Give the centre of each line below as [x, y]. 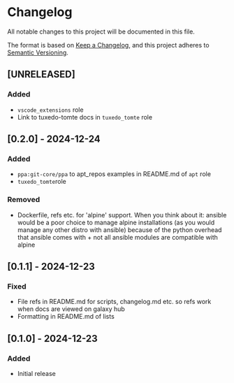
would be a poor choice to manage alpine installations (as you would [116, 222]
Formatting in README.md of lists [66, 317]
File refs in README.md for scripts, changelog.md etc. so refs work [114, 302]
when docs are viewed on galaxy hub [71, 309]
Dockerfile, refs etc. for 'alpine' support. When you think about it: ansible [122, 215]
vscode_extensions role [50, 110]
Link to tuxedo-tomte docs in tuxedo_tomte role [85, 117]
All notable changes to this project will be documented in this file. [101, 31]
